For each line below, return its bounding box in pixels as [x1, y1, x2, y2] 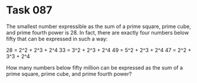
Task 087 [6, 4, 52, 17]
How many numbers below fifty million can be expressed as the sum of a [6, 64, 183, 71]
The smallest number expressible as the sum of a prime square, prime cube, [6, 23, 192, 30]
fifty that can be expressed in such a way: [6, 35, 108, 42]
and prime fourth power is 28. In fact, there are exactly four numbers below [6, 29, 189, 36]
